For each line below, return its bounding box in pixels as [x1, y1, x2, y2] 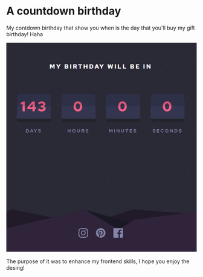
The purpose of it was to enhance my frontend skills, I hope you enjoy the [6, 258, 190, 265]
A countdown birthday [6, 4, 121, 18]
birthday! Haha [6, 30, 43, 37]
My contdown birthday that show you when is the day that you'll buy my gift [6, 24, 195, 31]
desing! [6, 264, 25, 272]
